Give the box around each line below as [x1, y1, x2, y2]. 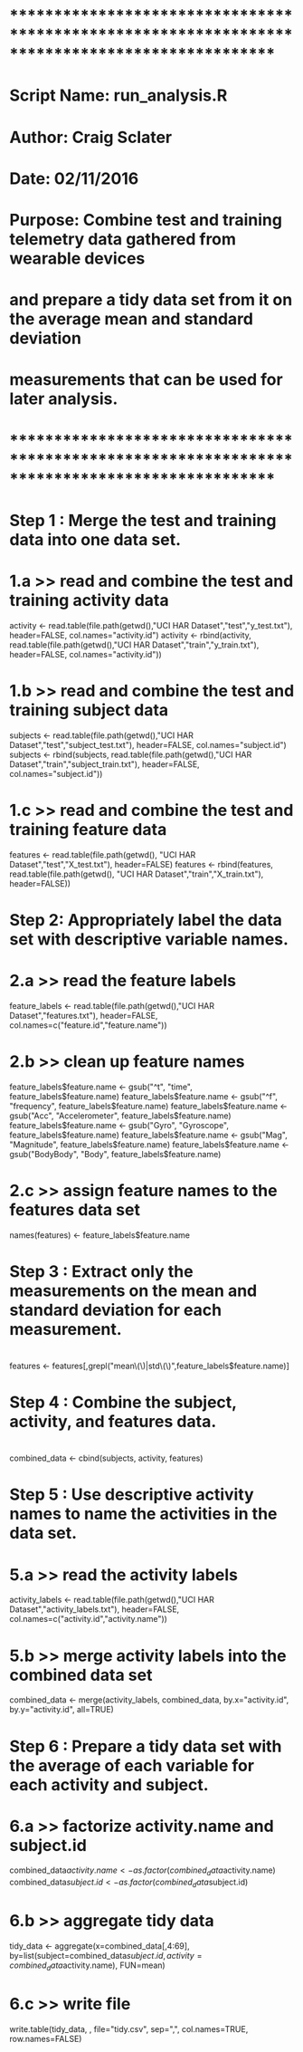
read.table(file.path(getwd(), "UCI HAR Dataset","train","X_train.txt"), [9, 868, 264, 879]
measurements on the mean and [9, 1280, 258, 1300]
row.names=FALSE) [9, 2033, 82, 2044]
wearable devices [9, 248, 146, 268]
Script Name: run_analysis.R [9, 85, 228, 106]
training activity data [9, 590, 169, 610]
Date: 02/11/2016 [9, 168, 139, 188]
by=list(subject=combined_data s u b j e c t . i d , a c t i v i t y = [9, 1950, 203, 1961]
